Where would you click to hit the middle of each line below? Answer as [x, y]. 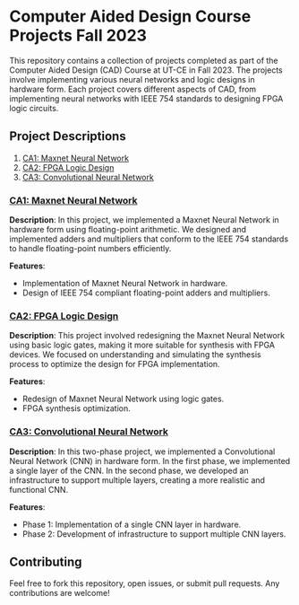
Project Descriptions [68, 136]
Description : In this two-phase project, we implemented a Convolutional [142, 452]
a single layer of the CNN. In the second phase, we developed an [129, 470]
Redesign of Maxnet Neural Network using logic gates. [123, 399]
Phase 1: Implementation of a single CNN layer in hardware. [132, 524]
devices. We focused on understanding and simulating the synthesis [135, 355]
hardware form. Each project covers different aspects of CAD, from [133, 89]
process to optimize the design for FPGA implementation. [115, 364]
